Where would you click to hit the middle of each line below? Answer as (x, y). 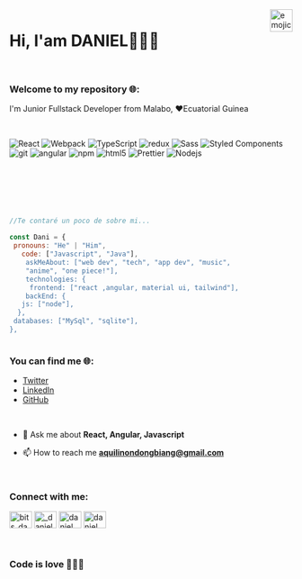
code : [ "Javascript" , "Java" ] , (80, 254)
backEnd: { (46, 296)
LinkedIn (38, 390)
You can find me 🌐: (52, 361)
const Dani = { (38, 238)
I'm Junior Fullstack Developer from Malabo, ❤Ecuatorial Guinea (129, 109)
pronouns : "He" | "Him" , (59, 246)
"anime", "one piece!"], (72, 271)
